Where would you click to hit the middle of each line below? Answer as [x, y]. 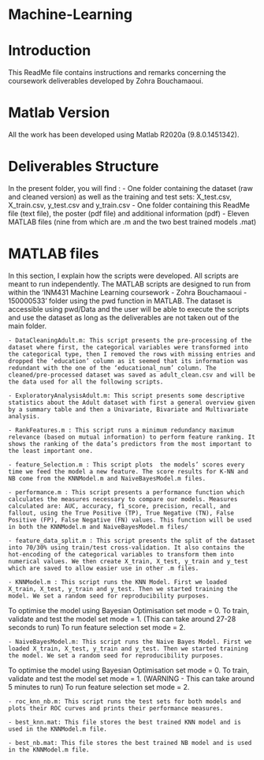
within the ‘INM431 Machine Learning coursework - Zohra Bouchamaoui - [128, 292]
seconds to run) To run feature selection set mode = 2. [97, 627]
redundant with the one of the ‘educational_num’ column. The [112, 368]
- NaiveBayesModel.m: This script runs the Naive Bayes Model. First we [130, 642]
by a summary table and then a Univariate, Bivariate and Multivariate [128, 409]
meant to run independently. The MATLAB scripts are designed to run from [129, 284]
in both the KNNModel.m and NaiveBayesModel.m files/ [99, 526]
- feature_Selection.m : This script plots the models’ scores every [126, 464]
